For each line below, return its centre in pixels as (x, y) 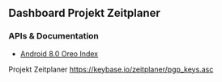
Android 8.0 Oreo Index (59, 53)
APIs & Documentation (54, 36)
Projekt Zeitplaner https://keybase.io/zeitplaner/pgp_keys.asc (111, 69)
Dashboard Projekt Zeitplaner (84, 13)
